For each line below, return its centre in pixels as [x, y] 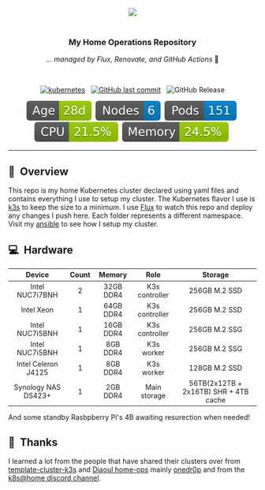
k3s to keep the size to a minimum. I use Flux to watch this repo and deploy [131, 208]
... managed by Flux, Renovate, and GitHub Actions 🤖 [132, 59]
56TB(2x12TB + [216, 383]
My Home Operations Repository [132, 42]
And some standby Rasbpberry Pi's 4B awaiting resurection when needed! [129, 417]
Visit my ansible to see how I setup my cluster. [84, 224]
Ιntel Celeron [37, 364]
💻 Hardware [41, 250]
